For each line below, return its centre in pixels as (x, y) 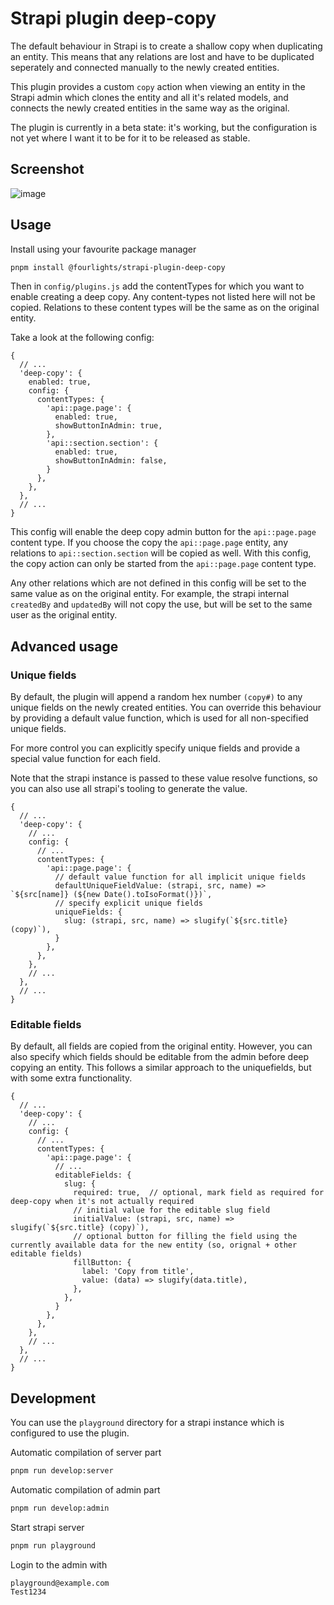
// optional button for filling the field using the (185, 1237)
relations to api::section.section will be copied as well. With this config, (161, 553)
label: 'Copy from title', (138, 1272)
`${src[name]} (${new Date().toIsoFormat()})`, (111, 895)
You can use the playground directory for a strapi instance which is (147, 1423)
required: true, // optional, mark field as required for (199, 1193)
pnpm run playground (53, 1545)
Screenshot (47, 169)
